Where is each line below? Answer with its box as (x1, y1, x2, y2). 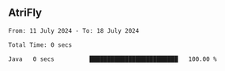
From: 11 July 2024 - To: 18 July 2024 (8, 27, 140, 34)
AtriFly (8, 6, 43, 20)
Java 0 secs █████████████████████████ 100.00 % (8, 55, 217, 63)
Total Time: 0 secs (8, 41, 73, 49)
